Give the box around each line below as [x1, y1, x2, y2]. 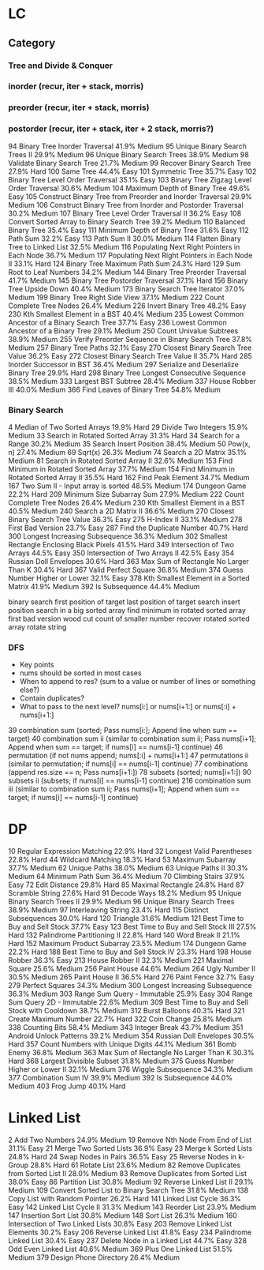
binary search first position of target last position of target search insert [8, 597, 240, 607]
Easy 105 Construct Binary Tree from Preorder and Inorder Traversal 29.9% [8, 191, 253, 201]
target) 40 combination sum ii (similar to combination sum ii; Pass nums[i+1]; [8, 734, 257, 743]
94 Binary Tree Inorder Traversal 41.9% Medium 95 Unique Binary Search [8, 141, 247, 151]
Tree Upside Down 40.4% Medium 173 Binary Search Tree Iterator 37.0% [8, 284, 246, 293]
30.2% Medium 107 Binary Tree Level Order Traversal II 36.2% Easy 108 [8, 209, 242, 218]
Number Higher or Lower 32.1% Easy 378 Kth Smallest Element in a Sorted [8, 573, 250, 583]
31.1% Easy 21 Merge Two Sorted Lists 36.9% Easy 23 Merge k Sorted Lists [8, 1144, 253, 1153]
